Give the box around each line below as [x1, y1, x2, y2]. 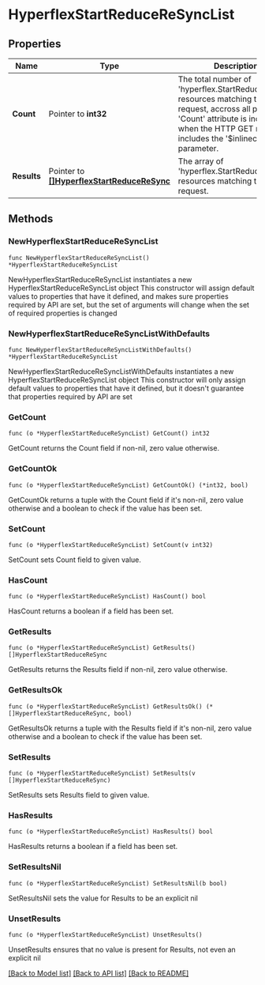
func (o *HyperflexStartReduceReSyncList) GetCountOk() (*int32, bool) [8, 481, 248, 489]
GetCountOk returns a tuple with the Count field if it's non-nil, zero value [8, 495, 244, 504]
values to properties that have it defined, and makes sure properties [8, 291, 229, 301]
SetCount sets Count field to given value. [8, 555, 142, 564]
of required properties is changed [8, 308, 118, 318]
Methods [8, 212, 54, 226]
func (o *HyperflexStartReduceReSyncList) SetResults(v [8, 769, 196, 778]
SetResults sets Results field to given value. [8, 791, 150, 800]
